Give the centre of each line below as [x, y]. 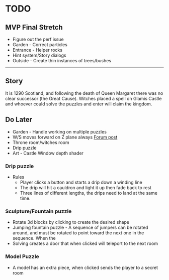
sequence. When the [34, 238]
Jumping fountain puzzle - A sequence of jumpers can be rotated [80, 228]
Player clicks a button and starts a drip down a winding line [81, 182]
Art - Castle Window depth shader [48, 153]
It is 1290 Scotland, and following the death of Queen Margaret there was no [84, 93]
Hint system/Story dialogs [39, 55]
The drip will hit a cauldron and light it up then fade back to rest [86, 187]
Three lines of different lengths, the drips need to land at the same [89, 193]
